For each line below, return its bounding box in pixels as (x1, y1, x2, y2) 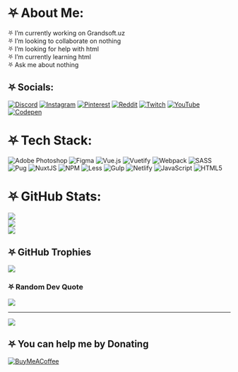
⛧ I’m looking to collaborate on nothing (8, 37, 121, 45)
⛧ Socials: (8, 81, 54, 93)
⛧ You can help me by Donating (8, 338, 149, 350)
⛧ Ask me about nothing (8, 60, 79, 68)
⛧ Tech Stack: (8, 132, 93, 148)
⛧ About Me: (8, 5, 84, 21)
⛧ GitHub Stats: (8, 188, 102, 204)
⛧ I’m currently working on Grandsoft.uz (8, 28, 126, 37)
